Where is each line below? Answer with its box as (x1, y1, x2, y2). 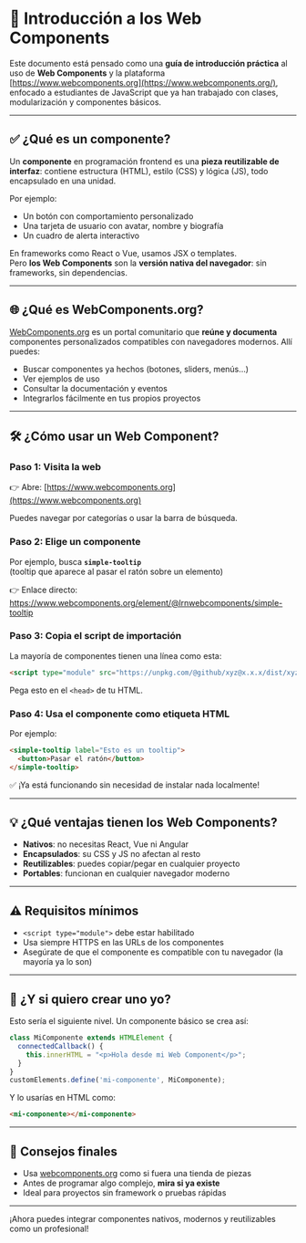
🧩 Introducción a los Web (9, 8, 202, 29)
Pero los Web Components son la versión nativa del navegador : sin (9, 257, 267, 268)
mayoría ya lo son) (22, 956, 93, 967)
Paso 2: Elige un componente (9, 536, 141, 548)
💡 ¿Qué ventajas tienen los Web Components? (9, 815, 278, 830)
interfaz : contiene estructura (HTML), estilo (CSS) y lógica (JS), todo (9, 165, 269, 176)
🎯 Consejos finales (9, 1144, 118, 1159)
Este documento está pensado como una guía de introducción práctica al (9, 57, 289, 68)
